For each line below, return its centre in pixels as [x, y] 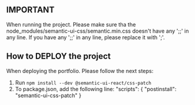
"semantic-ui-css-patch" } [48, 95]
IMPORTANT [30, 10]
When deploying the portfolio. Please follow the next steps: [80, 71]
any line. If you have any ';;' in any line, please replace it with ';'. [86, 37]
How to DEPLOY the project [58, 56]
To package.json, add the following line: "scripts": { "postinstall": [96, 89]
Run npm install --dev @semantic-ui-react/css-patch [83, 82]
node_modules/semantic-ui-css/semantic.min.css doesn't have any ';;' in [97, 31]
